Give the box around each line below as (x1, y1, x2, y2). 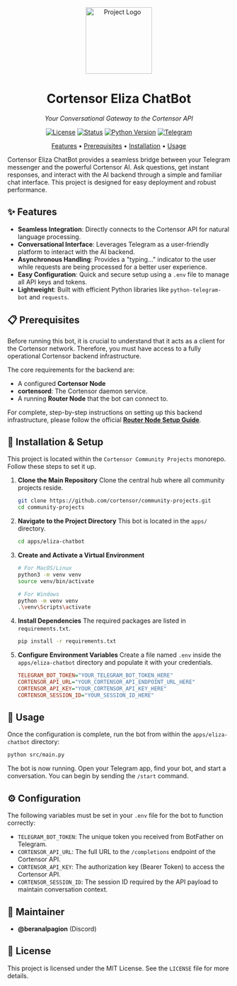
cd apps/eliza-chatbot (17, 538, 85, 545)
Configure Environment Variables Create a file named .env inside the (17, 650, 221, 659)
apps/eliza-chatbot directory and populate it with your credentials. (17, 658, 214, 667)
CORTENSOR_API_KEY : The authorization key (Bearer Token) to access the (17, 863, 225, 871)
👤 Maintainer (7, 906, 65, 918)
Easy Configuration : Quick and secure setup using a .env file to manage (17, 270, 230, 279)
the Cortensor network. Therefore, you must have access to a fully (7, 344, 202, 353)
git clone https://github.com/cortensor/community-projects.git (17, 497, 212, 504)
